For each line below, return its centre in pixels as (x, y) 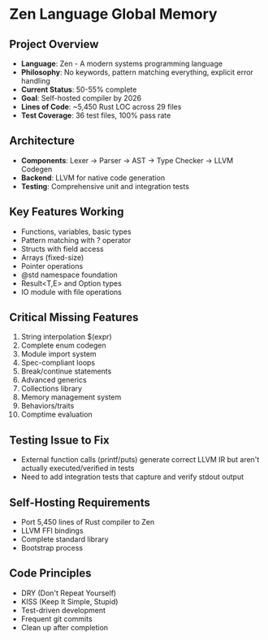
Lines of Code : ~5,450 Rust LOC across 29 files (101, 107)
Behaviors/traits (48, 406)
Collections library (52, 389)
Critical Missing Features (74, 318)
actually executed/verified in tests (78, 469)
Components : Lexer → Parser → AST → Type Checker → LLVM (127, 160)
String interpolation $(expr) (66, 337)
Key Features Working (67, 212)
